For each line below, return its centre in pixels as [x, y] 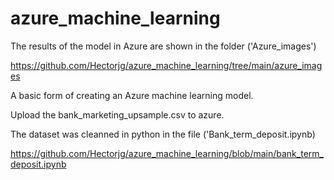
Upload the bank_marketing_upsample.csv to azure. [117, 114]
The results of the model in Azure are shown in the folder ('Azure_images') [163, 46]
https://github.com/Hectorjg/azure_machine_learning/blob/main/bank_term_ [167, 153]
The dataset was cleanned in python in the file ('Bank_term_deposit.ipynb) [163, 134]
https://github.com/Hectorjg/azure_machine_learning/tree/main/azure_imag [166, 65]
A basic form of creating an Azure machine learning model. [132, 95]
